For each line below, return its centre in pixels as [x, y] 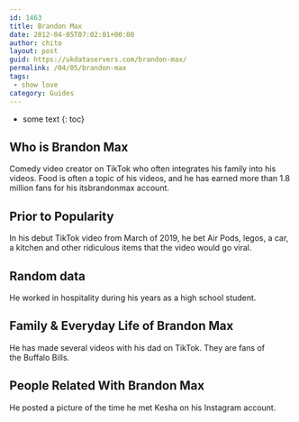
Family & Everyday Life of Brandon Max [122, 326]
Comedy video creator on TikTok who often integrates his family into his [143, 169]
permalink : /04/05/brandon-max [68, 69]
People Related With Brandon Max [107, 385]
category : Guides [42, 93]
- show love [36, 85]
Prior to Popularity [62, 216]
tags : [19, 77]
